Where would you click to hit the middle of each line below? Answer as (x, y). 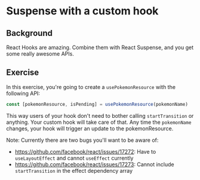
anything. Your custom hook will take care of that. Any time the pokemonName (99, 122)
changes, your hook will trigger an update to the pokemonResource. (90, 128)
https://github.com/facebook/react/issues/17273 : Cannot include (94, 164)
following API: (23, 93)
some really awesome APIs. (40, 54)
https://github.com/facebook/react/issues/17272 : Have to (85, 151)
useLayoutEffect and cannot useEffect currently (74, 158)
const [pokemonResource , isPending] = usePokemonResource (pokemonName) (97, 104)
